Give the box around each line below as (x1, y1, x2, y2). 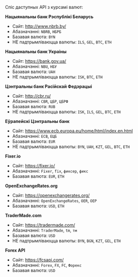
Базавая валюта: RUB (12, 104, 56, 109)
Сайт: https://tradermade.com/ (12, 222, 75, 228)
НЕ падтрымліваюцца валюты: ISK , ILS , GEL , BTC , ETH (12, 109, 121, 115)
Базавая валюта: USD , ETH (12, 203, 65, 209)
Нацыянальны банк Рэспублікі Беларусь (5, 14, 94, 19)
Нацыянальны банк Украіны (5, 49, 67, 54)
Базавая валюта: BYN (12, 34, 56, 40)
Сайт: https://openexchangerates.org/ (12, 193, 90, 198)
